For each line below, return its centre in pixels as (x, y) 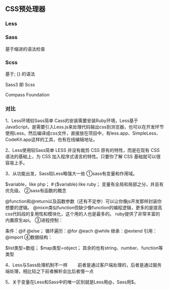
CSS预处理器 (25, 9)
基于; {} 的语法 (20, 74)
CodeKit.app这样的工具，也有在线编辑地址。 (51, 140)
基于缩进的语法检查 (25, 49)
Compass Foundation (27, 94)
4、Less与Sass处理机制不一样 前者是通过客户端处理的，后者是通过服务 (83, 265)
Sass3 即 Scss (20, 84)
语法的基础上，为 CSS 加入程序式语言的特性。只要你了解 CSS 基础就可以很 (83, 157)
